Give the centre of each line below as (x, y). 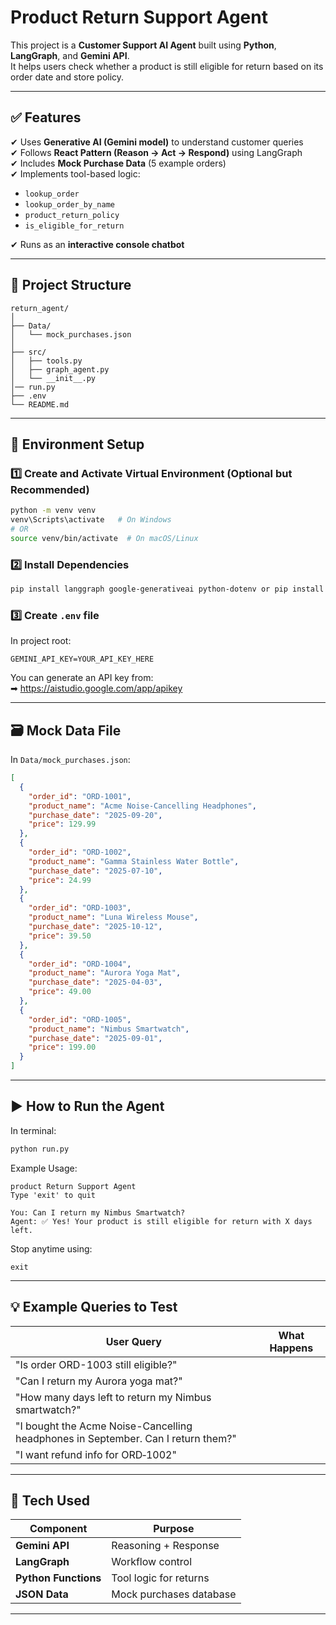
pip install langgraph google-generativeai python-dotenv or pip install (167, 589)
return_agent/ (40, 308)
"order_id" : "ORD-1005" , (80, 1019)
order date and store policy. (67, 77)
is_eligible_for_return (74, 226)
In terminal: (33, 1130)
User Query (133, 1341)
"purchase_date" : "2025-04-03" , (95, 982)
